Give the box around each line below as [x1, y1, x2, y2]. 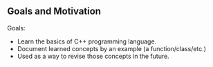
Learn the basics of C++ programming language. [17, 37, 157, 46]
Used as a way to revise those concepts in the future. [17, 52, 169, 60]
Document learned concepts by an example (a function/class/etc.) [17, 44, 206, 52]
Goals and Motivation [7, 6, 102, 17]
